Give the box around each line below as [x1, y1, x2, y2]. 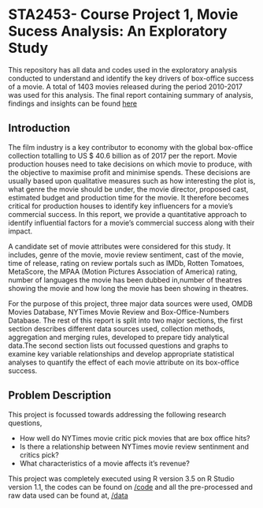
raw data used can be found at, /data [8, 491, 128, 500]
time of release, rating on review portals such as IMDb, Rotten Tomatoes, [8, 258, 245, 267]
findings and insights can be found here [8, 99, 138, 108]
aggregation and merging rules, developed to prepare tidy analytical [8, 332, 229, 342]
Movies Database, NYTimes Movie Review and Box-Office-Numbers [8, 307, 230, 316]
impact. [8, 226, 33, 236]
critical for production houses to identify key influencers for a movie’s [8, 201, 234, 211]
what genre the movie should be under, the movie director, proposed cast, [8, 184, 249, 194]
